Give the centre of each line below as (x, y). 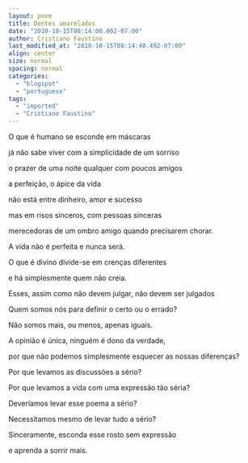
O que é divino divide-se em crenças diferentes (88, 262)
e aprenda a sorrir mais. (48, 450)
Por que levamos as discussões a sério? (75, 372)
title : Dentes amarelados (52, 23)
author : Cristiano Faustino (56, 38)
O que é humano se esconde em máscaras (80, 137)
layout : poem (30, 16)
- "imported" (38, 106)
